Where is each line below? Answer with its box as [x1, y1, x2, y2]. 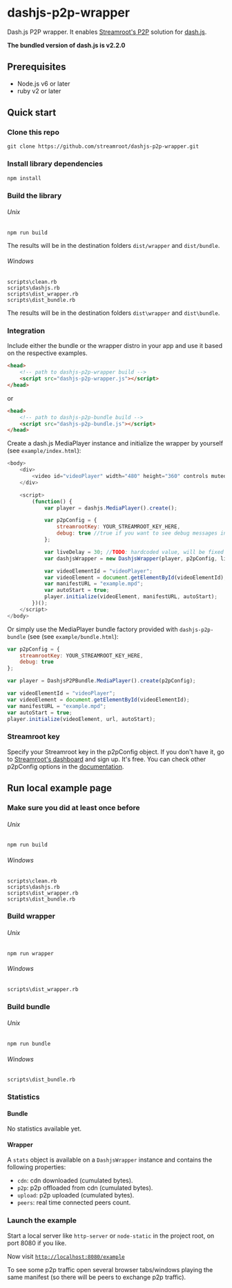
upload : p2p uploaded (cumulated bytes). [17, 1191, 135, 1200]
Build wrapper [7, 912, 55, 921]
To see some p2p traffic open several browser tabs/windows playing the [7, 1265, 213, 1273]
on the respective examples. [7, 349, 88, 357]
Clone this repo [7, 128, 60, 137]
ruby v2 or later [17, 86, 61, 95]
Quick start [7, 107, 57, 119]
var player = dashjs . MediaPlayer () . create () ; [43, 504, 177, 512]
